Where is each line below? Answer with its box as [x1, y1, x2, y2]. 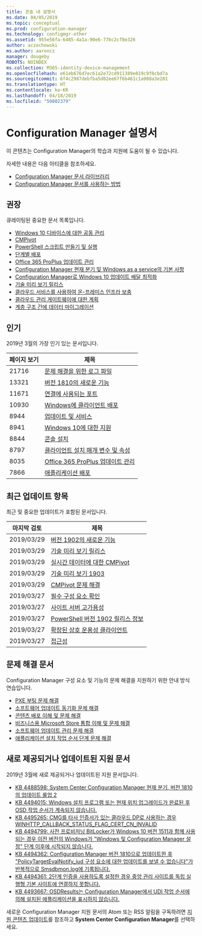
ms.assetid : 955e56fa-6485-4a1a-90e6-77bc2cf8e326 [6, 37, 136, 43]
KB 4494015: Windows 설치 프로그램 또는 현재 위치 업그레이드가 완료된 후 [14, 798, 191, 806]
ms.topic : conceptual [6, 20, 61, 26]
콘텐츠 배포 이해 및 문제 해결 [14, 712, 81, 719]
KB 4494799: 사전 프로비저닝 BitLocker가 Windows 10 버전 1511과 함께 [14, 828, 185, 835]
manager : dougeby [6, 54, 50, 60]
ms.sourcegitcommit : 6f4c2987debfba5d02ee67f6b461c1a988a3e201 [6, 76, 168, 82]
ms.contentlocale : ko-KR [6, 87, 69, 93]
